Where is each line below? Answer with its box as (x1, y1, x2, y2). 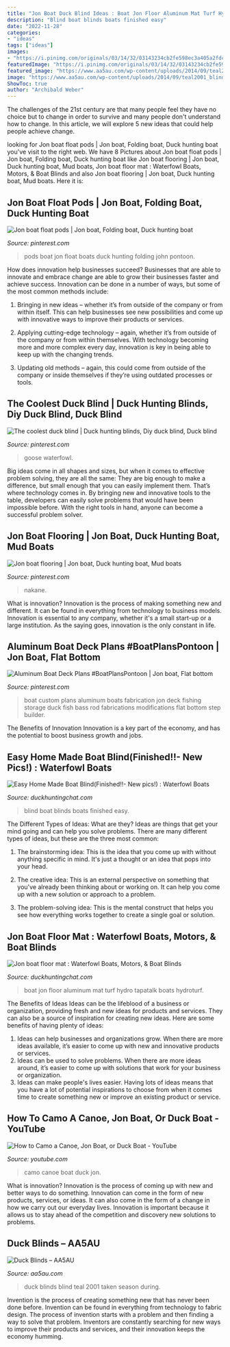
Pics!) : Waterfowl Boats (7, 762, 112, 773)
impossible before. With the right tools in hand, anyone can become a (7, 503, 203, 511)
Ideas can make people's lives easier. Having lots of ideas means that (16, 1078, 214, 1087)
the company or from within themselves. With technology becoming (16, 335, 209, 343)
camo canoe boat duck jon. (23, 1168, 101, 1176)
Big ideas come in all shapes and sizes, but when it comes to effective (7, 467, 205, 475)
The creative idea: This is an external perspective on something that (16, 875, 209, 884)
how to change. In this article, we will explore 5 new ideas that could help (7, 120, 214, 128)
